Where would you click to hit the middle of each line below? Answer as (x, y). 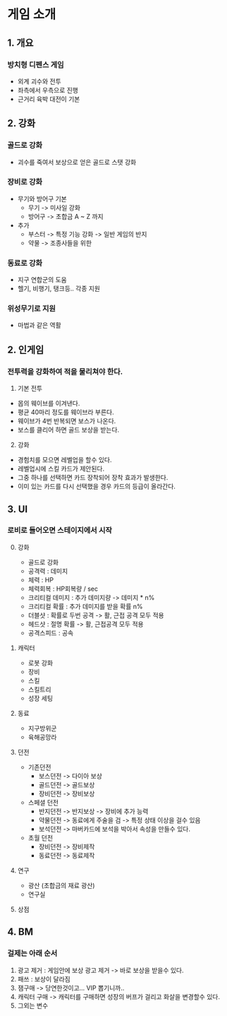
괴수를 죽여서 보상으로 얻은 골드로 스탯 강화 (77, 162)
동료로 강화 (25, 263)
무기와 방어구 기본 (42, 199)
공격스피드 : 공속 (51, 632)
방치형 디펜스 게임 (36, 64)
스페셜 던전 (43, 802)
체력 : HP (41, 579)
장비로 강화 (25, 182)
